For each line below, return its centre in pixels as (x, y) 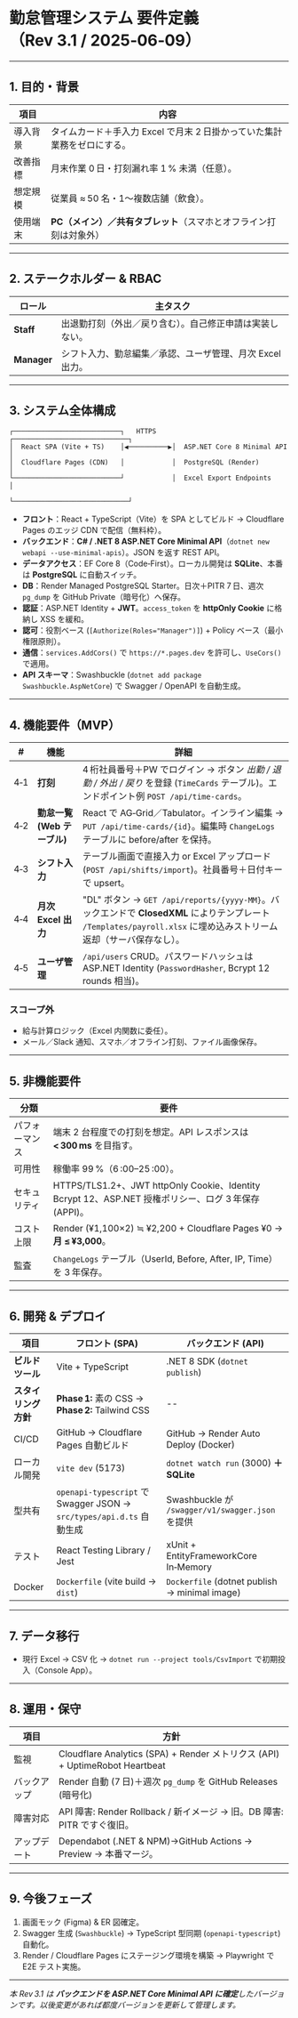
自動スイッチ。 (114, 575)
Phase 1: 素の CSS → (100, 1399)
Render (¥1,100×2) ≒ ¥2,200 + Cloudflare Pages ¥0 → (168, 1229)
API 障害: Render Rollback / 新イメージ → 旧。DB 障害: (171, 1812)
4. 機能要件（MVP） (65, 725)
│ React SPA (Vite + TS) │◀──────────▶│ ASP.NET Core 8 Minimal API (149, 447)
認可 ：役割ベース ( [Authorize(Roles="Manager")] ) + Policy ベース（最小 (153, 630)
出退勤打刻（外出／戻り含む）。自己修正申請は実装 (165, 323)
